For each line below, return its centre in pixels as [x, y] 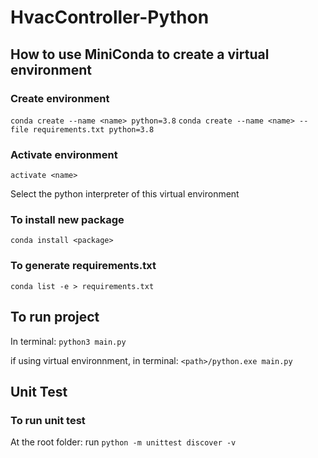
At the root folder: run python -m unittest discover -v [123, 442]
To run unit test [48, 420]
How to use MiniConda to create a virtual [140, 54]
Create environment [60, 98]
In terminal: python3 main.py [68, 341]
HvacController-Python [110, 17]
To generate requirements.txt [83, 266]
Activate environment [64, 154]
